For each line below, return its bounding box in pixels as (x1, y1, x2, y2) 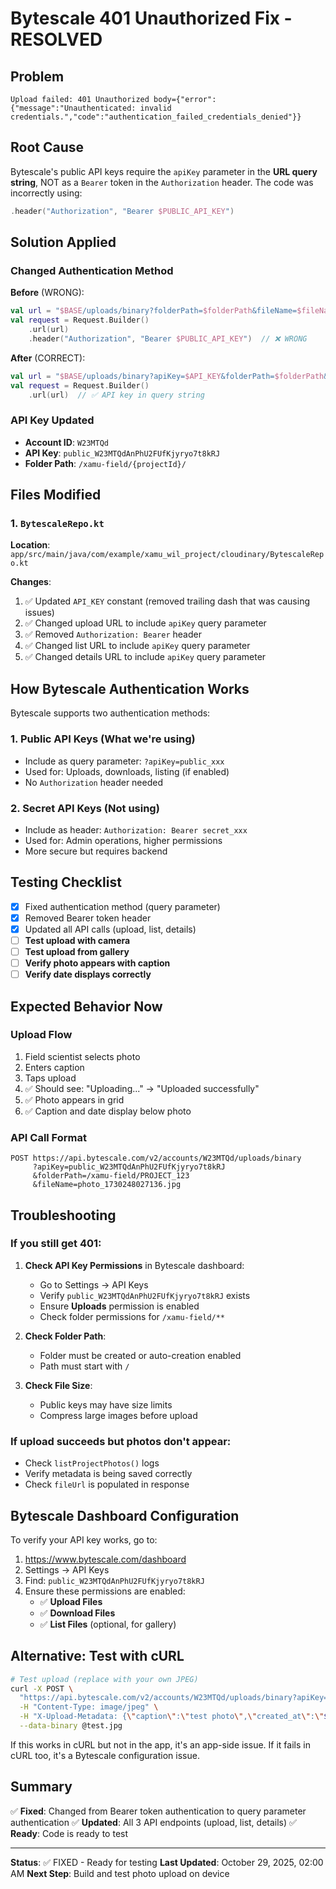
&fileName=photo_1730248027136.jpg (32, 1180, 182, 1190)
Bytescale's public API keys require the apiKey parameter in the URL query (10, 165, 318, 177)
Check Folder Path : (24, 1330, 107, 1342)
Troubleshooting (10, 1207, 117, 1224)
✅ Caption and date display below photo (24, 1105, 192, 1117)
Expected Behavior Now (10, 998, 163, 1015)
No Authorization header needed (24, 776, 163, 788)
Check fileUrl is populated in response (24, 1478, 190, 1491)
